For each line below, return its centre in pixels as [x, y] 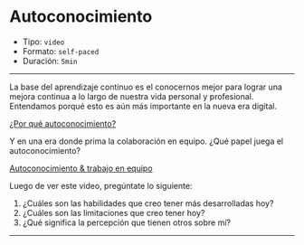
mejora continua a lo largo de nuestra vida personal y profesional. [132, 96]
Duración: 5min [50, 61]
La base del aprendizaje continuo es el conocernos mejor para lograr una [146, 87]
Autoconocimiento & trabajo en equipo [81, 168]
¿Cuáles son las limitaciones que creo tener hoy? [114, 212]
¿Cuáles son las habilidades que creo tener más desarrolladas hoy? [148, 203]
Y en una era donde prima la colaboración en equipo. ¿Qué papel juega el [147, 141]
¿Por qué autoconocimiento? [63, 123]
